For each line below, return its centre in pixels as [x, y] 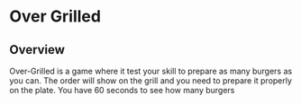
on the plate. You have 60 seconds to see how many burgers [122, 90]
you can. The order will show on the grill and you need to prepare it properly [151, 81]
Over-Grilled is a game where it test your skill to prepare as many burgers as [151, 71]
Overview [37, 50]
